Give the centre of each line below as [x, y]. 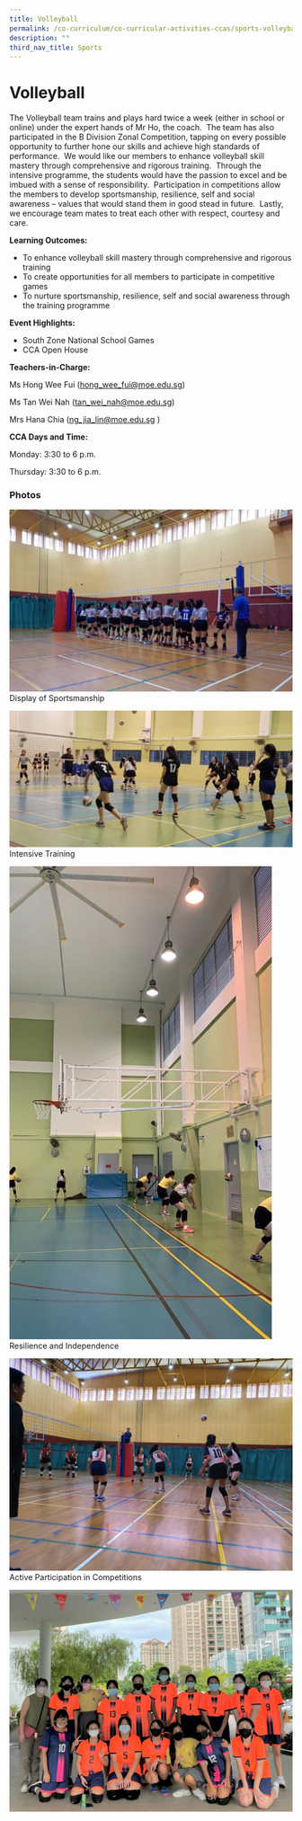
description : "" [40, 38]
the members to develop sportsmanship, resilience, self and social [132, 194]
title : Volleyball [44, 19]
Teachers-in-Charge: [50, 368]
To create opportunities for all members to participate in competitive [149, 277]
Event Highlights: [42, 323]
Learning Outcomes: [49, 240]
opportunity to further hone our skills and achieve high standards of [135, 147]
